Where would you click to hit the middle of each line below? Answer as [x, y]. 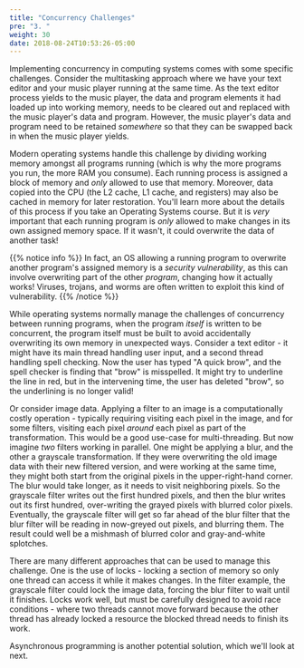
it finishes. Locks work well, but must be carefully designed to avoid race [145, 600]
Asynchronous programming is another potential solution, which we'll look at [152, 646]
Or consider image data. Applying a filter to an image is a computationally [146, 409]
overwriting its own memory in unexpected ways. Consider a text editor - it [149, 343]
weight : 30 [30, 34]
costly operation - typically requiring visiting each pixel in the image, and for [152, 419]
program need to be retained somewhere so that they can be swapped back [151, 127]
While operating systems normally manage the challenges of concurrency [147, 315]
